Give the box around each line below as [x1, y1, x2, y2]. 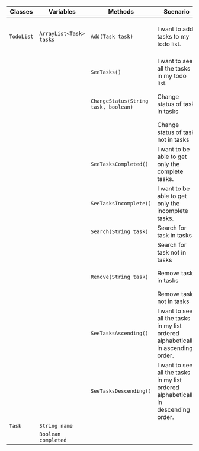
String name [39, 423, 73, 429]
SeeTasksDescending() [91, 388, 152, 394]
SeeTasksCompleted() [91, 161, 149, 167]
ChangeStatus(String [91, 98, 149, 104]
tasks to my [156, 33, 190, 40]
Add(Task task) [91, 33, 133, 40]
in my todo [156, 72, 187, 80]
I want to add [156, 25, 194, 33]
